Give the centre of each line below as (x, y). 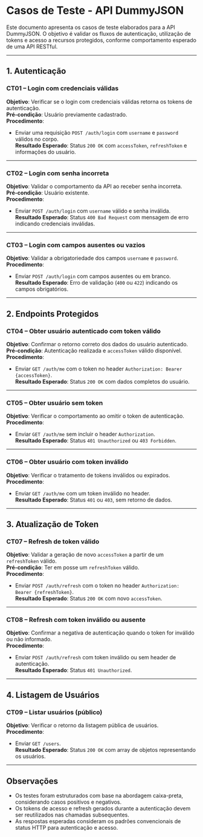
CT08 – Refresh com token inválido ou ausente (76, 620)
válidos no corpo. (37, 139)
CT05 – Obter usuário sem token (55, 402)
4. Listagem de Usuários (53, 695)
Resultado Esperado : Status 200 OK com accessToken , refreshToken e (101, 145)
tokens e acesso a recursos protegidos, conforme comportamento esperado (101, 40)
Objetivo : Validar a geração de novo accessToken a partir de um (85, 555)
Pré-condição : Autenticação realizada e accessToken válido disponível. (94, 351)
